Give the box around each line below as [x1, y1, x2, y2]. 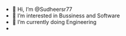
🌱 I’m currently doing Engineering [12, 19, 97, 25]
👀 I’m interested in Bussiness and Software [12, 12, 120, 19]
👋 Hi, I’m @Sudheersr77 [12, 6, 73, 13]
